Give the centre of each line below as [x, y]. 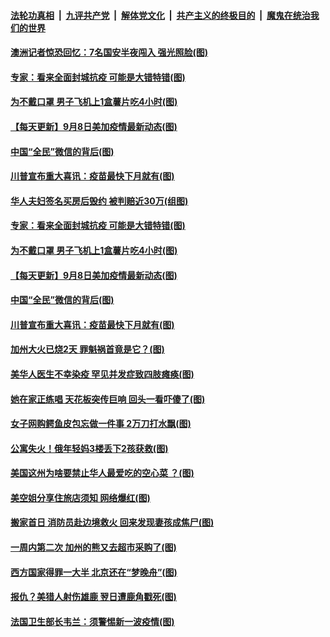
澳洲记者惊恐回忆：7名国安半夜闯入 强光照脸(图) [109, 52]
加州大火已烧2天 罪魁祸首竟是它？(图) [87, 349]
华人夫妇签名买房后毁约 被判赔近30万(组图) [99, 201]
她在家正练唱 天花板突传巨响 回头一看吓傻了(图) [108, 399]
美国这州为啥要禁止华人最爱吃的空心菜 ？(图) [102, 473]
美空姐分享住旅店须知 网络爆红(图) [80, 497]
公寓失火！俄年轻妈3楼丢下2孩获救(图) [89, 448]
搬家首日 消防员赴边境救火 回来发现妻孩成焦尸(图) [112, 522]
